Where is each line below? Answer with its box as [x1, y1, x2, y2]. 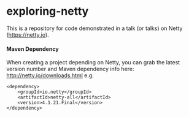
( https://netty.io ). [6, 31, 49, 38]
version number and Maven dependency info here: [6, 66, 134, 73]
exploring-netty [6, 4, 89, 18]
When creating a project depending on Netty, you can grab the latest [6, 59, 180, 66]
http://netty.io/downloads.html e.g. [6, 72, 94, 79]
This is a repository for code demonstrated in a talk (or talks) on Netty [6, 25, 183, 32]
